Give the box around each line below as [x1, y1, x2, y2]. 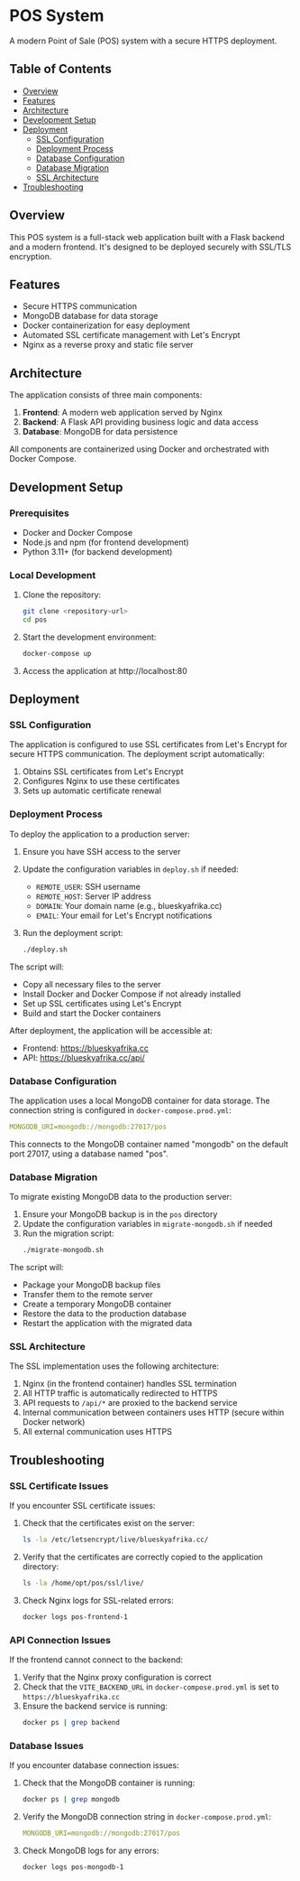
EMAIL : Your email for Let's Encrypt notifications [35, 910, 213, 921]
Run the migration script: [22, 1228, 114, 1239]
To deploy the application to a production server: [9, 828, 191, 839]
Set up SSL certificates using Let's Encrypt [22, 997, 182, 1008]
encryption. [9, 250, 52, 262]
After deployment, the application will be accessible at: [9, 1025, 214, 1035]
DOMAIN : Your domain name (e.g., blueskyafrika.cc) [35, 900, 223, 911]
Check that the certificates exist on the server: [22, 1517, 195, 1528]
